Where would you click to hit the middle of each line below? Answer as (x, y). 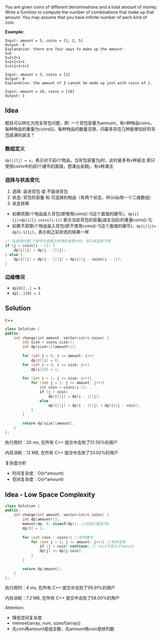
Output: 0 (15, 79)
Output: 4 (15, 45)
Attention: (15, 608)
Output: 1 (15, 96)
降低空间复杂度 (27, 618)
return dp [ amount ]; (42, 569)
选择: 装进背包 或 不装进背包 (40, 191)
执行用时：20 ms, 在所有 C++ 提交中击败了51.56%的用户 (61, 442)
